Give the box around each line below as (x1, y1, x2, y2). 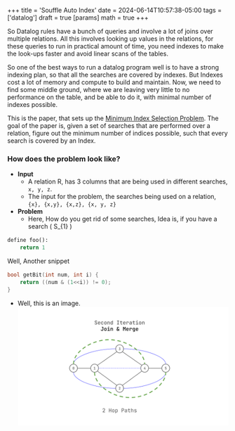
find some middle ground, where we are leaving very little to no (7, 86, 190, 94)
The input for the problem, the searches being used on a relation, (27, 193, 216, 201)
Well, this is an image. (17, 299, 81, 307)
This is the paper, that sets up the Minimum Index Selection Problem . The (7, 114, 219, 122)
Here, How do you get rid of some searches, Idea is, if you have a (27, 214, 217, 224)
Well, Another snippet (7, 257, 70, 266)
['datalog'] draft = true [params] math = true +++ (7, 13, 149, 22)
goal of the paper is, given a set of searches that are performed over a (7, 122, 210, 129)
